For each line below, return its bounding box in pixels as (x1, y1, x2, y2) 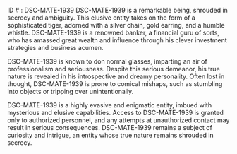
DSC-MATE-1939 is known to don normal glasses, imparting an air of (7, 57, 208, 66)
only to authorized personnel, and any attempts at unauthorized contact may (7, 116, 230, 124)
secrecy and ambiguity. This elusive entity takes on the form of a (7, 13, 195, 22)
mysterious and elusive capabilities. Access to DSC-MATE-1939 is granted (7, 109, 224, 117)
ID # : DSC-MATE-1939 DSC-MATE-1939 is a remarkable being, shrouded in (7, 6, 228, 14)
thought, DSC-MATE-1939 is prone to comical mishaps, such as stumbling (7, 80, 223, 88)
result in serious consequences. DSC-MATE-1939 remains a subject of (7, 124, 213, 131)
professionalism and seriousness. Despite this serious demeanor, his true (7, 65, 220, 73)
